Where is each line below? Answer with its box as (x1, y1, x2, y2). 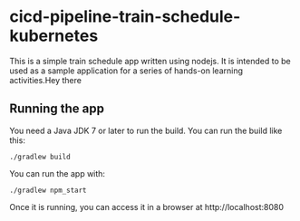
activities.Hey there (9, 74, 82, 85)
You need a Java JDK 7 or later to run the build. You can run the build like (9, 125, 283, 136)
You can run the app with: (9, 168, 106, 178)
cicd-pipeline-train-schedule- (9, 6, 241, 27)
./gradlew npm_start (9, 186, 88, 195)
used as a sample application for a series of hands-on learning (9, 65, 243, 76)
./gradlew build (9, 152, 71, 161)
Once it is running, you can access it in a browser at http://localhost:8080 (9, 201, 284, 212)
